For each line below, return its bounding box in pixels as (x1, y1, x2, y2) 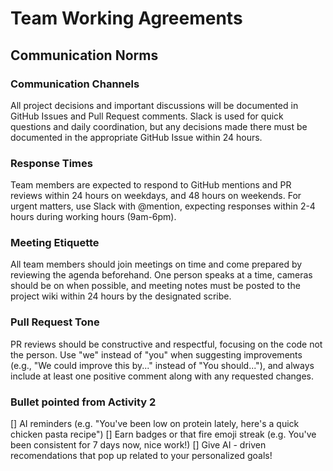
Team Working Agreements (10, 7, 243, 30)
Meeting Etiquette (10, 236, 100, 250)
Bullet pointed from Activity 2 (10, 395, 157, 409)
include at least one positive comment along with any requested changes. (10, 370, 315, 382)
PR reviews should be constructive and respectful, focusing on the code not (10, 338, 323, 350)
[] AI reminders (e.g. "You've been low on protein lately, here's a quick (10, 418, 300, 430)
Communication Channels (10, 77, 140, 91)
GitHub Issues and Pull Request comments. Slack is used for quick (10, 110, 284, 122)
